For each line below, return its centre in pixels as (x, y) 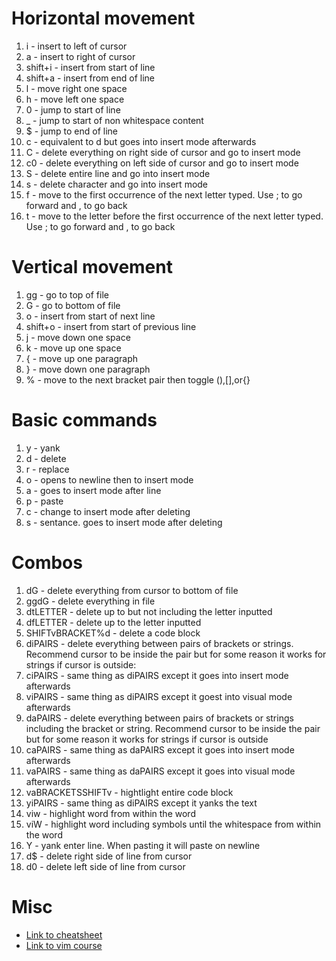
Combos (47, 563)
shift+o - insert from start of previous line (111, 326)
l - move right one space (76, 88)
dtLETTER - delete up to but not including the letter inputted (149, 611)
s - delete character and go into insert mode (117, 184)
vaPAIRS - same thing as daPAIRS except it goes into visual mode (160, 771)
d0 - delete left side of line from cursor (105, 866)
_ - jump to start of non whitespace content (114, 120)
